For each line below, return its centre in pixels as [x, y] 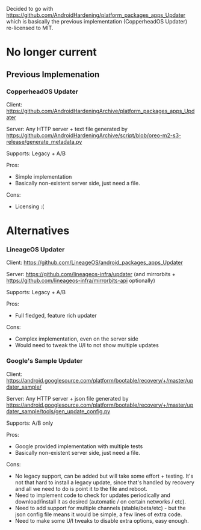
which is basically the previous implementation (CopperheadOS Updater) [97, 21]
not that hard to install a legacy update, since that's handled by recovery [104, 482]
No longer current [52, 52]
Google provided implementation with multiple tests [79, 446]
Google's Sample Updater [45, 361]
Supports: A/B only [30, 423]
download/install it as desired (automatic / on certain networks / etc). [100, 501]
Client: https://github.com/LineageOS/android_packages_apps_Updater [95, 263]
